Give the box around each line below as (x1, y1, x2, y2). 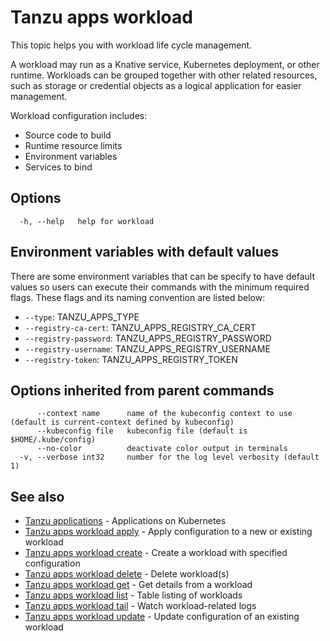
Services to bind (24, 161, 93, 173)
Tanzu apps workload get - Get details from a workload (24, 579, 253, 591)
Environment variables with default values (10, 244, 280, 261)
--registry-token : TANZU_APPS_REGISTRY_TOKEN (24, 353, 238, 365)
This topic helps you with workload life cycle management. (10, 39, 253, 51)
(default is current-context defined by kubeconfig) (10, 417, 235, 428)
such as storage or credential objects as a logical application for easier (10, 79, 302, 91)
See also (10, 488, 65, 505)
